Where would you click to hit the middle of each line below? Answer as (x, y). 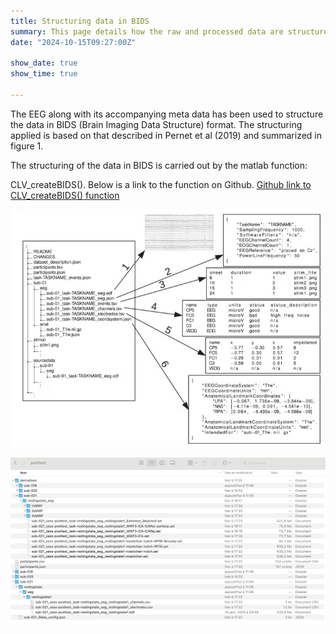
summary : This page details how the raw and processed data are (147, 31)
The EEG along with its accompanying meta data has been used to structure (167, 114)
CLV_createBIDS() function (65, 195)
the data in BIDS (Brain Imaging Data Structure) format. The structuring (156, 124)
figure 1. (27, 146)
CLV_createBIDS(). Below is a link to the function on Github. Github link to (161, 184)
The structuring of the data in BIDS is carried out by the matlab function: (159, 165)
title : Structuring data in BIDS (80, 21)
